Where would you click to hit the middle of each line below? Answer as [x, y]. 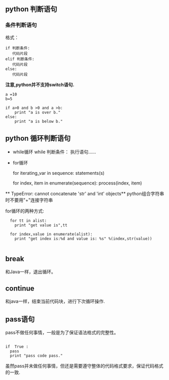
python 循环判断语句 [38, 139]
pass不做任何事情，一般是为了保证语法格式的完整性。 [62, 332]
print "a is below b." [39, 121]
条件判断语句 [21, 25]
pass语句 [20, 319]
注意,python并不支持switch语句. [40, 84]
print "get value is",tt [41, 225]
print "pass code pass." [36, 356]
